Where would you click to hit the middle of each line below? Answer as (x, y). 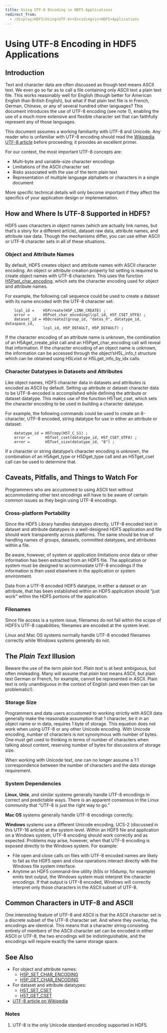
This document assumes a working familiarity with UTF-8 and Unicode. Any (83, 132)
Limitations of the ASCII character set (51, 167)
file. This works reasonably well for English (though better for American (79, 95)
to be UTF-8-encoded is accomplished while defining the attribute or (76, 393)
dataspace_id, (20, 324)
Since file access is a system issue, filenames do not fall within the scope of (83, 620)
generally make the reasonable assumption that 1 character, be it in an (77, 719)
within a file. (18, 545)
